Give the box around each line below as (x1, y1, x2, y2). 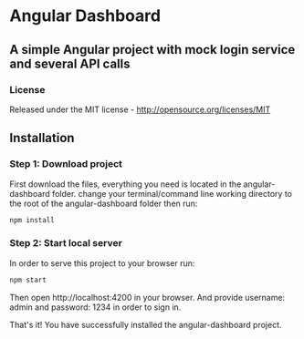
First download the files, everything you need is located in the (9, 179, 242, 190)
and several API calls (9, 56, 131, 71)
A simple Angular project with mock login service (9, 42, 296, 57)
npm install (9, 215, 55, 224)
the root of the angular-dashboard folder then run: (9, 198, 198, 209)
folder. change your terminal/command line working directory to (51, 188, 292, 199)
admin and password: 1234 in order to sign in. (9, 302, 182, 313)
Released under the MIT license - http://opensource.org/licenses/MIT (9, 104, 271, 115)
